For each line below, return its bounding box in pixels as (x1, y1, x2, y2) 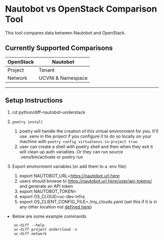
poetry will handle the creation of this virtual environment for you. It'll (19, 128, 159, 134)
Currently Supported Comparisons (5, 44, 113, 52)
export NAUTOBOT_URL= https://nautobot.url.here (19, 173, 120, 179)
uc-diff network (14, 231, 47, 236)
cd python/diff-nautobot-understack (12, 109, 85, 115)
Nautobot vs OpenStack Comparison (5, 3, 157, 15)
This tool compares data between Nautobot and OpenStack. (5, 30, 126, 36)
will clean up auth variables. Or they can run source (19, 148, 123, 154)
